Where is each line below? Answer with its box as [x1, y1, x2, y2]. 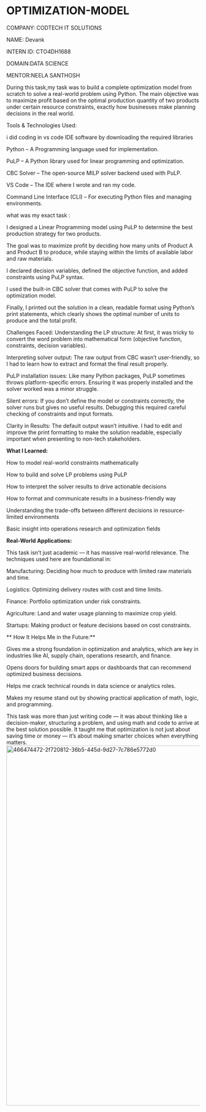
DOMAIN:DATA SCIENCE [6, 60, 69, 67]
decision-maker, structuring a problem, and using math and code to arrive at [6, 719, 199, 726]
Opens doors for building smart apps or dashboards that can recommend [6, 663, 191, 671]
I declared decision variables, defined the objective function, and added [6, 267, 188, 274]
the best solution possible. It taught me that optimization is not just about [6, 725, 191, 733]
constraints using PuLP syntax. [6, 273, 85, 280]
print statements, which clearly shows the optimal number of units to [6, 310, 180, 317]
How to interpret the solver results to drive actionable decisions [6, 483, 167, 490]
